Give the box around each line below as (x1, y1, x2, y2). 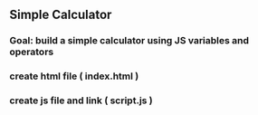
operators (9, 45, 54, 58)
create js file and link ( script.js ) (9, 94, 154, 107)
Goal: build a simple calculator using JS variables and (9, 34, 250, 47)
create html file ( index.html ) (9, 70, 139, 82)
